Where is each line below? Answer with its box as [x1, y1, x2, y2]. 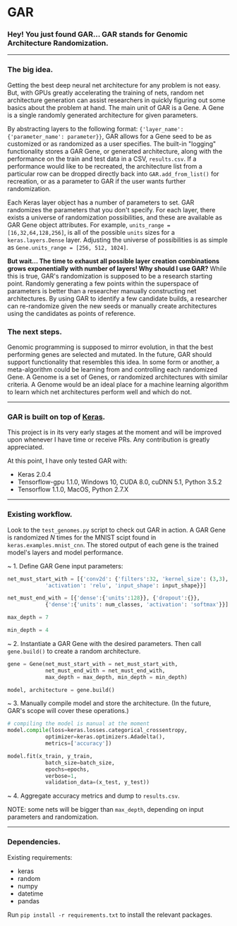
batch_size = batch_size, [44, 759, 115, 766]
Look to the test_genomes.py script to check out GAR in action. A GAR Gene [7, 525, 226, 534]
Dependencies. [7, 837, 61, 847]
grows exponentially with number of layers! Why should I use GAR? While [7, 264, 227, 272]
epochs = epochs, [44, 766, 90, 773]
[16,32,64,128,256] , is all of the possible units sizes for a [7, 228, 175, 236]
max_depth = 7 [7, 614, 49, 621]
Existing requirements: [7, 853, 73, 861]
